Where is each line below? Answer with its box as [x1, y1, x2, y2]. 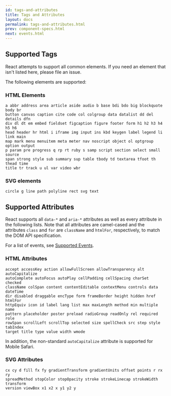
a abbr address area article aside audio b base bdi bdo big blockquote [5, 103, 163, 109]
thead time [5, 161, 28, 166]
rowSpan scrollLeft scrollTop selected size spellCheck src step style [5, 320, 160, 325]
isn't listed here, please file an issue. [5, 69, 82, 75]
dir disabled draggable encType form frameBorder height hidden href [5, 294, 156, 299]
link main [5, 135, 26, 140]
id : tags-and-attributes [5, 7, 58, 13]
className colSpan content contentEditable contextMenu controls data [5, 284, 158, 289]
